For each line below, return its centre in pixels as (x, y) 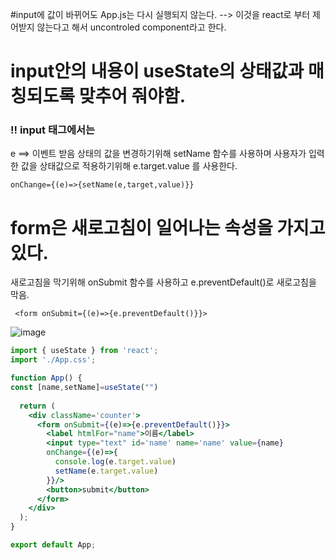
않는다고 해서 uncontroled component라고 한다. (131, 27)
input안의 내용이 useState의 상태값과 (157, 71)
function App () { (46, 378)
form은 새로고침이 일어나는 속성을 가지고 (168, 227)
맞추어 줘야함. (132, 96)
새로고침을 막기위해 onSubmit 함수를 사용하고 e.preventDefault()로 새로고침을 (163, 282)
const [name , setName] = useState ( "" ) (84, 388)
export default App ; (53, 545)
